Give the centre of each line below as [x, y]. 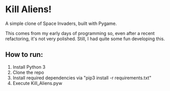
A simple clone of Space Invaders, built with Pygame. [61, 23]
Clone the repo [28, 72]
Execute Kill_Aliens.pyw [37, 83]
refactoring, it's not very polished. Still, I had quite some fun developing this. [85, 39]
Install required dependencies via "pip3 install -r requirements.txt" [82, 78]
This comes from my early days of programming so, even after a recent [80, 33]
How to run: [24, 55]
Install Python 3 [29, 67]
